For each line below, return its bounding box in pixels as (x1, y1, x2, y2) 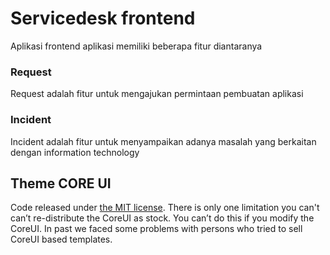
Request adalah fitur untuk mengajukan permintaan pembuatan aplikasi (10, 88, 304, 100)
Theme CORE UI (10, 175, 112, 192)
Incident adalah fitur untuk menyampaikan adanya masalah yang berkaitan (10, 135, 317, 147)
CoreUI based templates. (10, 233, 113, 246)
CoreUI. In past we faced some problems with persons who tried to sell (10, 223, 303, 235)
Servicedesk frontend (10, 7, 196, 30)
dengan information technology (10, 146, 140, 158)
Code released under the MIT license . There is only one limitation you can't (10, 202, 320, 214)
